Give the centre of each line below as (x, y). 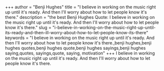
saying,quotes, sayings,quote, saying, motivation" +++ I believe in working (80, 53)
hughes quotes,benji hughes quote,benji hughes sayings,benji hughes (75, 48)
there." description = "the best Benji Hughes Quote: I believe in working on (80, 17)
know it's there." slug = (28, 28)
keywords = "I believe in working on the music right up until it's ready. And (80, 38)
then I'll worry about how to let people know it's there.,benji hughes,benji (78, 43)
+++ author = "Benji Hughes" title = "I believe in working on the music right (81, 7)
